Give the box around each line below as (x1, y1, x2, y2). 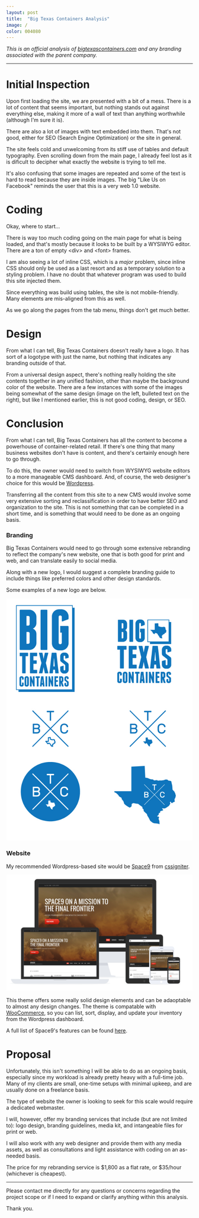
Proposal (6, 1048, 52, 1061)
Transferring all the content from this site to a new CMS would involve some (6, 491, 191, 498)
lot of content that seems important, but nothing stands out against (6, 104, 170, 111)
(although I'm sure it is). (6, 116, 64, 124)
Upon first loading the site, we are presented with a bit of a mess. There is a (6, 98, 191, 105)
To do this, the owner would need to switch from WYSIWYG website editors (6, 467, 191, 474)
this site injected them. (6, 278, 62, 285)
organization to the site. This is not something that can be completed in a (6, 504, 184, 511)
